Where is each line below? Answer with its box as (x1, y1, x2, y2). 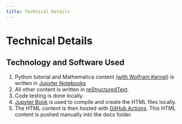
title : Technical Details (6, 8, 70, 15)
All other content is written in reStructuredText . (14, 86, 129, 93)
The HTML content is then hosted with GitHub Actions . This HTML (14, 105, 176, 112)
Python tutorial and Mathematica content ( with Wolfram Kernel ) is (14, 73, 174, 80)
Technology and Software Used (6, 57, 125, 68)
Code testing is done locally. (14, 92, 84, 99)
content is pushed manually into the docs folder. (14, 110, 132, 118)
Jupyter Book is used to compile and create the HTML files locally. (14, 98, 177, 105)
